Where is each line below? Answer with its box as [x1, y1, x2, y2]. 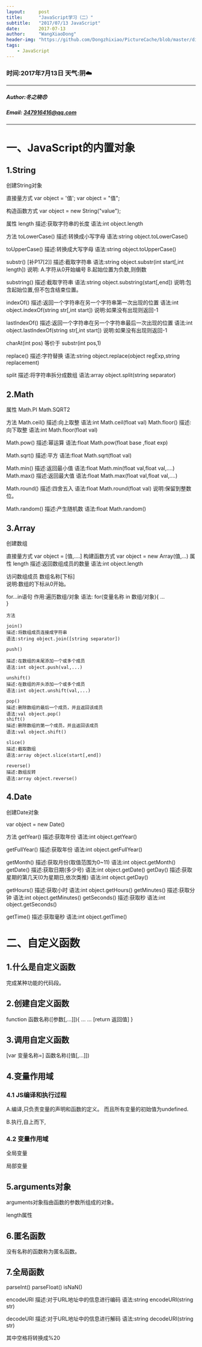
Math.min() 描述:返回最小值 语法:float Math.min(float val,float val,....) [6, 465, 175, 472]
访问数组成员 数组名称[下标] [6, 573, 75, 580]
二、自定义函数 [6, 936, 81, 950]
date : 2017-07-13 [6, 25, 66, 32]
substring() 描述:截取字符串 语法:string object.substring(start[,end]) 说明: [6, 279, 186, 286]
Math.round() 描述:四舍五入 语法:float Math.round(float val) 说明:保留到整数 [6, 485, 192, 492]
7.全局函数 [6, 1267, 44, 1277]
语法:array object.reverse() [6, 776, 78, 782]
